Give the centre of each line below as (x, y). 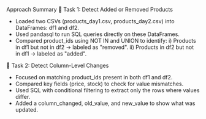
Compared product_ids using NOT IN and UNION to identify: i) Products (105, 41)
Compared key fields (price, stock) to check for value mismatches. (99, 84)
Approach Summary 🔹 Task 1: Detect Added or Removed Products (90, 9)
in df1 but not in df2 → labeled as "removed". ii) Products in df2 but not (105, 47)
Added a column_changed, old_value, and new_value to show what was (105, 103)
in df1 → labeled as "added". (51, 54)
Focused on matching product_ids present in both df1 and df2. (94, 77)
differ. (23, 97)
